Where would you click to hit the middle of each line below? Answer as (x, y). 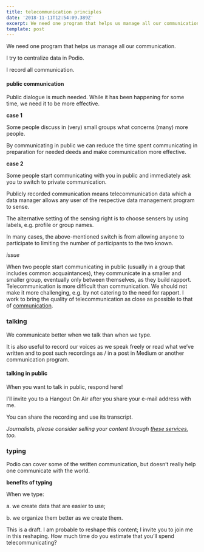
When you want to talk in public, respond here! (65, 386)
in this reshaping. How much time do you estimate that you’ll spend (90, 536)
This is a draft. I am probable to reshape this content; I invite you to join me (100, 529)
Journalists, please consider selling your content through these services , (97, 428)
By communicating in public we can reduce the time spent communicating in (102, 145)
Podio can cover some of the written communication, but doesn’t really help (101, 464)
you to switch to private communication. (56, 182)
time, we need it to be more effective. (53, 103)
